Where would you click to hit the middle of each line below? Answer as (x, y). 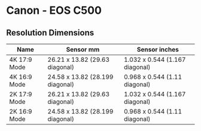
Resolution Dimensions (50, 33)
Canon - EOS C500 (54, 11)
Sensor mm (83, 50)
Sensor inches (158, 50)
